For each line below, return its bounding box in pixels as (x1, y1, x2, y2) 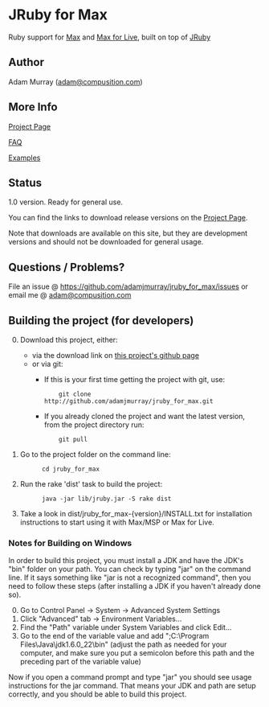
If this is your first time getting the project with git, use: (43, 375, 226, 384)
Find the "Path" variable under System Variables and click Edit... (19, 623, 232, 632)
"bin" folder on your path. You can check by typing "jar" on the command (8, 565, 251, 574)
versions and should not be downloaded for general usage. (8, 237, 204, 247)
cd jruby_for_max (41, 465, 100, 473)
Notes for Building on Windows (8, 537, 132, 549)
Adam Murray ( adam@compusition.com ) (8, 76, 143, 86)
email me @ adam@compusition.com (8, 290, 132, 300)
